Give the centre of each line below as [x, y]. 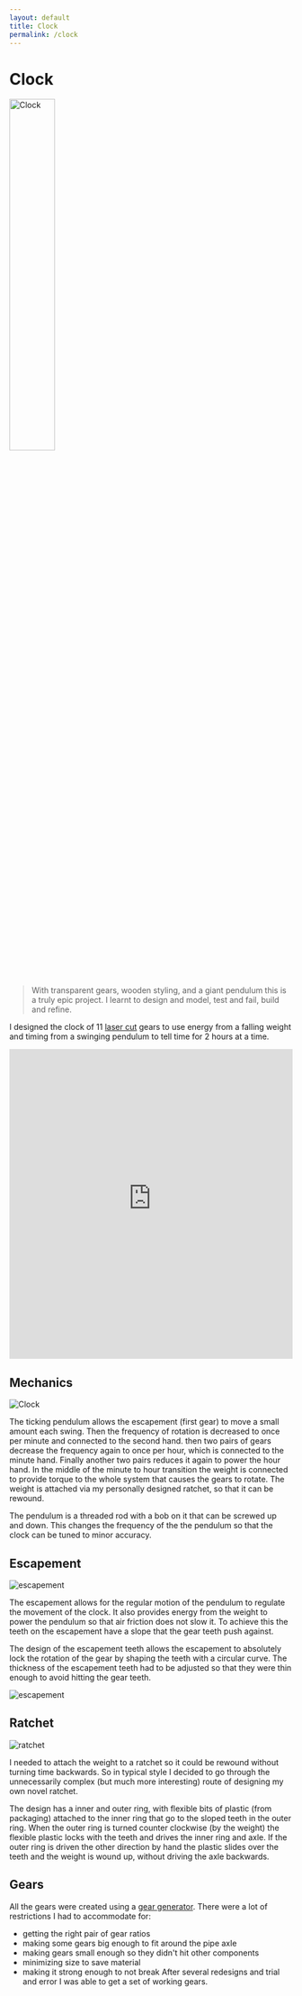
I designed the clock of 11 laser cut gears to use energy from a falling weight [151, 1027]
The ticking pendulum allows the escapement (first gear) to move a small [144, 1422]
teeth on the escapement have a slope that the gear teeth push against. [142, 1631]
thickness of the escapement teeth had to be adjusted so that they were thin [151, 1667]
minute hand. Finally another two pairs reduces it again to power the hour [145, 1460]
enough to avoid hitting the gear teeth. [80, 1677]
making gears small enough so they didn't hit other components [141, 1953]
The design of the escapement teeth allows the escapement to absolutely [145, 1648]
